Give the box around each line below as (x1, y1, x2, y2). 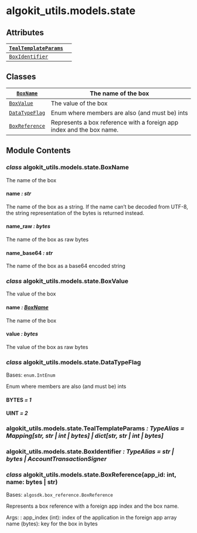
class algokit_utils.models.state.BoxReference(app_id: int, (6, 471, 176, 479)
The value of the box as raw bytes (6, 343, 89, 350)
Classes (6, 72, 36, 82)
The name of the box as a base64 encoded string (6, 263, 126, 270)
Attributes (6, 28, 44, 38)
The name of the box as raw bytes (6, 236, 89, 243)
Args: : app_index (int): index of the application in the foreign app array (6, 514, 177, 521)
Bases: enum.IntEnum (6, 371, 56, 378)
